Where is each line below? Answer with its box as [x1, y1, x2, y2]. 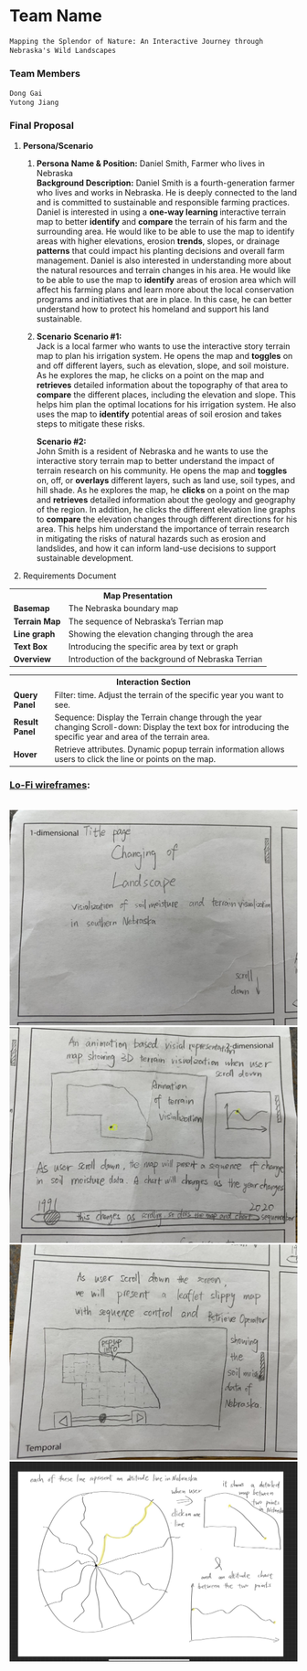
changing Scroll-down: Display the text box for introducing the [54, 721, 290, 732]
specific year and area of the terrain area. [54, 731, 210, 742]
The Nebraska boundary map [68, 603, 179, 614]
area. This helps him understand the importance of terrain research [36, 523, 290, 534]
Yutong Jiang [9, 98, 59, 108]
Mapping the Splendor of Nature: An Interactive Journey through [9, 37, 263, 46]
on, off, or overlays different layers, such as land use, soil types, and [36, 474, 295, 485]
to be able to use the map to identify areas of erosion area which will [36, 274, 297, 285]
